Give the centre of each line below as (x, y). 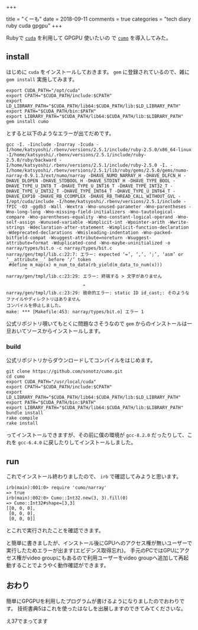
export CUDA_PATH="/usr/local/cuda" (51, 382)
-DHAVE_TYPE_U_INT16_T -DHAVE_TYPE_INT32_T (113, 186)
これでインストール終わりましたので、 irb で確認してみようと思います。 (94, 476)
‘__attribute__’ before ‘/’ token (49, 259)
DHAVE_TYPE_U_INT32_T (33, 191)
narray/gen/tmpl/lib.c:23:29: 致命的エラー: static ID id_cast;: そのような (98, 293)
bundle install (25, 413)
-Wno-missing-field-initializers (85, 212)
